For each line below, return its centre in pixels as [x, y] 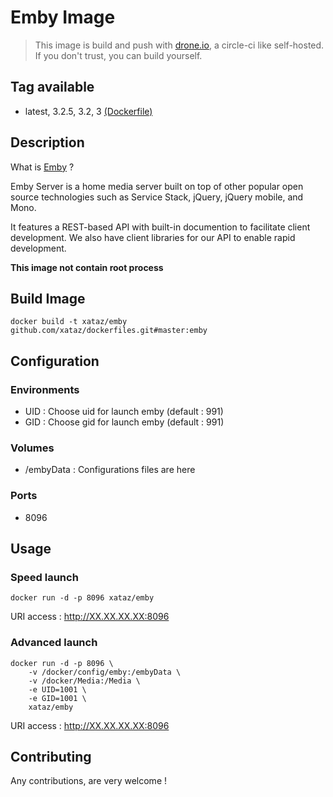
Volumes [32, 448]
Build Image [48, 298]
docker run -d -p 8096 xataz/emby [82, 598]
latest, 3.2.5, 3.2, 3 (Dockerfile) [88, 111]
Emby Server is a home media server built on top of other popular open [157, 186]
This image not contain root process [87, 267]
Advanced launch [54, 643]
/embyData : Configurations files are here [110, 470]
